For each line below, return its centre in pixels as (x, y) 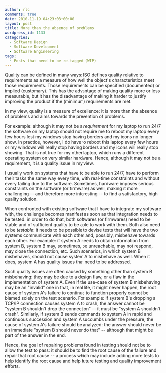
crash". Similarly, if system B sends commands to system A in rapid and (79, 314)
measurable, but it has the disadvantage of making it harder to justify (76, 96)
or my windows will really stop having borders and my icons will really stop (82, 147)
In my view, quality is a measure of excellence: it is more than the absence (81, 111)
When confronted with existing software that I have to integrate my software (83, 209)
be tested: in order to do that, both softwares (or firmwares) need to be (78, 219)
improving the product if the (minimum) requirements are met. (68, 101)
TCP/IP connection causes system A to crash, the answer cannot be (75, 303)
